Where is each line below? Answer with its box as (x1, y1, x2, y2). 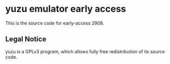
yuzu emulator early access (5, 3, 126, 15)
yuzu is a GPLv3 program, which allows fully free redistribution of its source (5, 48, 165, 54)
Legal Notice (5, 35, 47, 44)
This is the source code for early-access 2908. (5, 20, 104, 26)
